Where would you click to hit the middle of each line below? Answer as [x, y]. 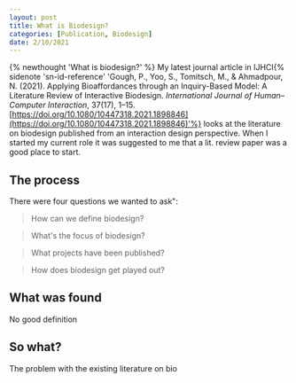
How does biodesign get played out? [98, 270]
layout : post [33, 17]
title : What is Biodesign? [59, 26]
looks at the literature [242, 124]
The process [45, 180]
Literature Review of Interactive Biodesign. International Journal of [131, 96]
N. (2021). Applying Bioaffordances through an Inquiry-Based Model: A [138, 86]
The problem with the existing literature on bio [93, 368]
